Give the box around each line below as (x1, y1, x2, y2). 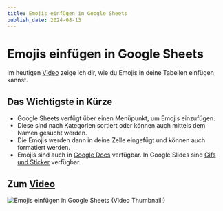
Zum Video (7, 178, 56, 190)
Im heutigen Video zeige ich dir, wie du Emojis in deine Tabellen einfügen (7, 69, 215, 77)
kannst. (7, 76, 29, 85)
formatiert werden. (17, 144, 71, 152)
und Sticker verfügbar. (17, 158, 81, 166)
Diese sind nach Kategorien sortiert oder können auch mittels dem (17, 122, 206, 130)
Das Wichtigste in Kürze (7, 96, 113, 107)
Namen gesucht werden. (17, 129, 87, 137)
